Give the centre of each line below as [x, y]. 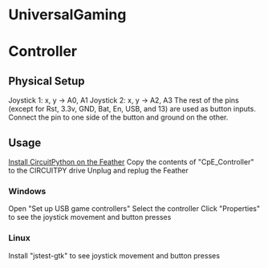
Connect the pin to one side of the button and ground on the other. [118, 117]
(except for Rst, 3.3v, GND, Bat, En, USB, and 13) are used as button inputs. [132, 109]
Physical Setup [47, 81]
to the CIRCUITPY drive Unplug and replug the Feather [98, 171]
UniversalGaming [67, 15]
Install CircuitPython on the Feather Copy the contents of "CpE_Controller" [131, 162]
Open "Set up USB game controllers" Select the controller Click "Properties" [134, 209]
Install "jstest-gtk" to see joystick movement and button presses [114, 255]
